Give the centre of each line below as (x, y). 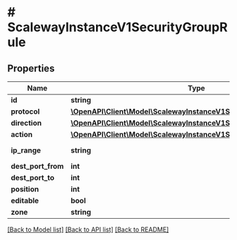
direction (26, 123)
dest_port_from (37, 166)
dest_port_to (33, 178)
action (22, 134)
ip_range (26, 150)
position (25, 189)
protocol (25, 112)
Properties (31, 68)
